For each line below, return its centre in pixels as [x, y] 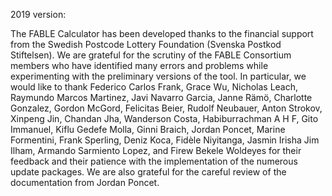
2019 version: [38, 14]
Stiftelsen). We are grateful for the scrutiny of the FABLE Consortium [151, 55]
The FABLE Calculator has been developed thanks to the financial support [162, 33]
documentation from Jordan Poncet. [85, 182]
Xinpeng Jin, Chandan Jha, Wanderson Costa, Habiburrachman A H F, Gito [164, 118]
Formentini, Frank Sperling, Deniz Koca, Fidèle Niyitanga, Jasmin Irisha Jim [165, 140]
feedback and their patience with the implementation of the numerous [154, 161]
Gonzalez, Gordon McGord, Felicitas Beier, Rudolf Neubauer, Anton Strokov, [166, 108]
